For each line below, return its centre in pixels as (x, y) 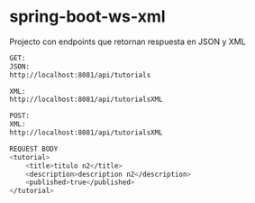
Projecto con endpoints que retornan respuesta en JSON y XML (127, 42)
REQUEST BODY (34, 149)
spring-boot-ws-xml (87, 17)
